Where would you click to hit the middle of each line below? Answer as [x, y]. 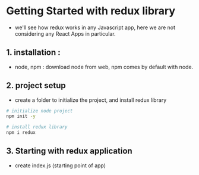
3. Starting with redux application [69, 151]
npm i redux [21, 133]
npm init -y [21, 116]
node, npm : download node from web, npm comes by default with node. [104, 67]
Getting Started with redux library [91, 11]
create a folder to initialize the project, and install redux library [91, 100]
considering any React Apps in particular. [65, 33]
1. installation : [33, 53]
